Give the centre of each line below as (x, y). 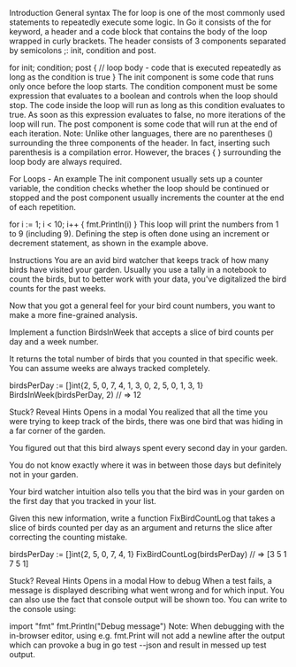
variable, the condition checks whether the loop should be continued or (139, 188)
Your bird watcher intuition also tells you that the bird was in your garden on (147, 492)
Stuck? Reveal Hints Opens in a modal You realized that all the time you (138, 412)
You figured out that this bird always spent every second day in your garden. (148, 448)
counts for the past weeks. (58, 288)
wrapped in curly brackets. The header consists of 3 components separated (148, 41)
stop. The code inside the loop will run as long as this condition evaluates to (147, 105)
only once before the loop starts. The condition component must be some (144, 86)
